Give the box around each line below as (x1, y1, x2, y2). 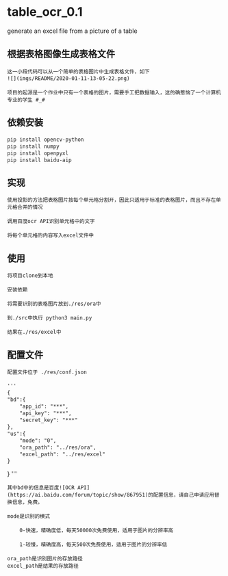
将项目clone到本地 (7, 272, 53, 279)
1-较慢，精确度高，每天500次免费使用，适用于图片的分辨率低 (19, 541, 168, 548)
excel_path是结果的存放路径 (7, 562, 79, 569)
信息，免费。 (12, 499, 43, 506)
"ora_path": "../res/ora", (19, 444, 97, 451)
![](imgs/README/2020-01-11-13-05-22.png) (7, 75, 130, 82)
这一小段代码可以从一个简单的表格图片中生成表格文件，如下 (7, 68, 150, 75)
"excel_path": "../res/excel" (19, 451, 106, 458)
